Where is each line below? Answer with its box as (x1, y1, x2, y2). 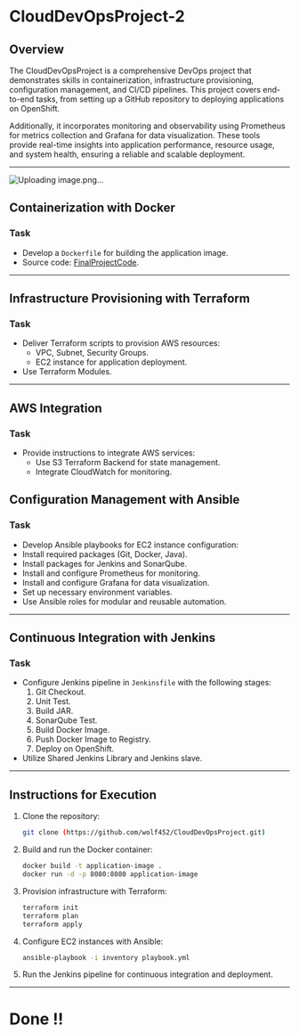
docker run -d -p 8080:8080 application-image (21, 870, 198, 879)
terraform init (21, 903, 79, 912)
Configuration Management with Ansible (9, 492, 240, 507)
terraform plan (21, 911, 79, 920)
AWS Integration (9, 400, 102, 415)
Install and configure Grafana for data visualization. (21, 577, 210, 587)
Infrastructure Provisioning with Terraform (9, 291, 251, 307)
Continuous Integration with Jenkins (9, 630, 216, 645)
